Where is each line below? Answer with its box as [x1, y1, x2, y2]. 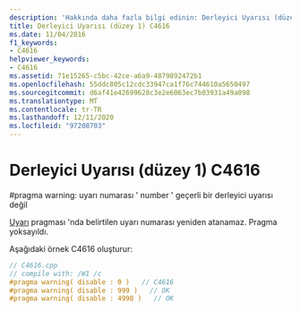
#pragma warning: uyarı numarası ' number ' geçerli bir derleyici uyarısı [9, 189, 273, 200]
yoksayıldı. [9, 226, 49, 237]
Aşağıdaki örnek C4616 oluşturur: [9, 243, 133, 254]
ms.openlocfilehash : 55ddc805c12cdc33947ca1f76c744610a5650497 [9, 80, 251, 89]
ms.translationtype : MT [9, 96, 99, 106]
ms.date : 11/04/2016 [9, 30, 87, 39]
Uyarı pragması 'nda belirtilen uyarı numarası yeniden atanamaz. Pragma [9, 216, 278, 227]
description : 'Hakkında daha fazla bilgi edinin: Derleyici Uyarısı [9, 13, 271, 22]
